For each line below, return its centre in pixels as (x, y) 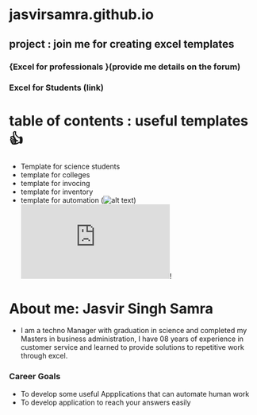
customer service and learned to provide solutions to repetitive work (132, 347)
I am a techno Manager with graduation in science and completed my (134, 331)
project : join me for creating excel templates (122, 44)
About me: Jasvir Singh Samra (111, 308)
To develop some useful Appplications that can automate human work (135, 394)
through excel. (44, 356)
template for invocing (55, 184)
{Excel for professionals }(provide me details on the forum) (125, 67)
